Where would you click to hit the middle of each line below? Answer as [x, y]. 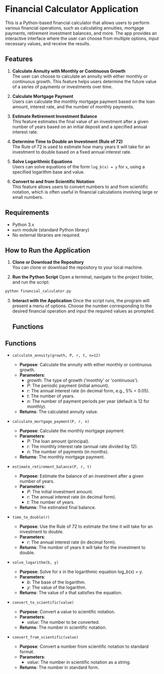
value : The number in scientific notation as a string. [79, 662]
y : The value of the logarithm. [57, 587]
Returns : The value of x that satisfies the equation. [71, 593]
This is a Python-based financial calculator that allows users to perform [77, 23]
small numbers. [28, 197]
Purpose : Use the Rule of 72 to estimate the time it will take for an [86, 527]
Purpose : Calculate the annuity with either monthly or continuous [86, 365]
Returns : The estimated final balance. [58, 508]
